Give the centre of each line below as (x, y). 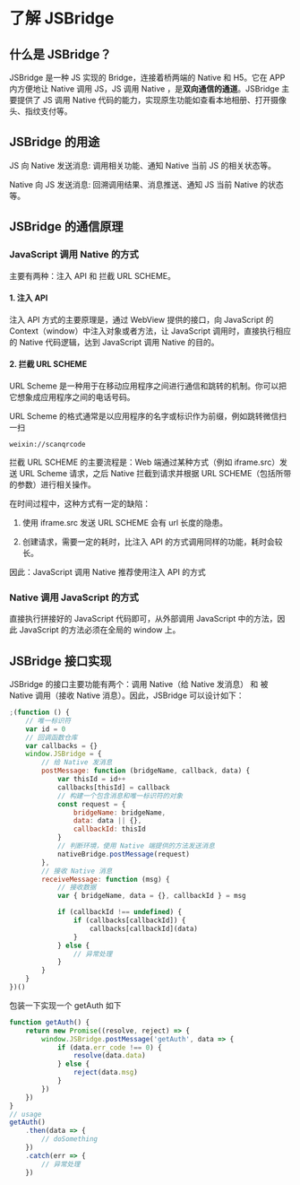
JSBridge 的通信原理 (66, 227)
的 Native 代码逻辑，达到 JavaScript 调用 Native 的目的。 (114, 342)
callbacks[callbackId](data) (144, 928)
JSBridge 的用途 (55, 142)
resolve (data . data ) (109, 1056)
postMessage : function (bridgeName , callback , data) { (146, 771)
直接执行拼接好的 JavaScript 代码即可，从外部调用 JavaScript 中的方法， (143, 619)
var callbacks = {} (62, 745)
